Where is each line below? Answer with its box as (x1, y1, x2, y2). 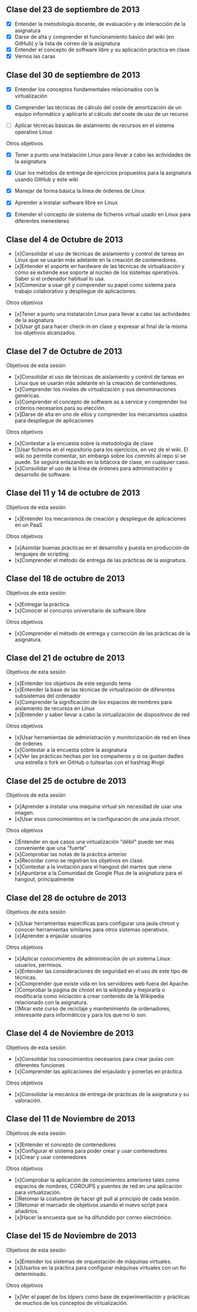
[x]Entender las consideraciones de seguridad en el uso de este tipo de (14, 967, 188, 975)
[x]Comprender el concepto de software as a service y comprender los (14, 398, 187, 405)
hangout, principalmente (14, 876, 75, 883)
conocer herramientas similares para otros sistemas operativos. (14, 926, 169, 933)
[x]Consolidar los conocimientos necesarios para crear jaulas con (14, 1055, 174, 1062)
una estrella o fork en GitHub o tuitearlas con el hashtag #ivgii (14, 759, 165, 766)
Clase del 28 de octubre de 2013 (6, 893, 127, 903)
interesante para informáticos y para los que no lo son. (14, 1011, 148, 1019)
